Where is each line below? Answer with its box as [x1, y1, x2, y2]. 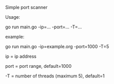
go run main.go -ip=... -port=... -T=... [5, 24, 82, 30]
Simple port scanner [5, 5, 48, 10]
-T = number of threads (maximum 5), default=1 [5, 73, 105, 79]
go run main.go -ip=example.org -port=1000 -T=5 [5, 44, 109, 50]
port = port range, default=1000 [5, 63, 72, 69]
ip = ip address [5, 53, 36, 59]
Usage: [5, 14, 20, 20]
